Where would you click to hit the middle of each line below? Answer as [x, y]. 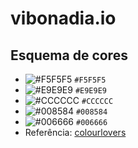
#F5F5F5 [90, 80]
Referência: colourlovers [75, 132]
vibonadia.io [63, 18]
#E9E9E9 [91, 91]
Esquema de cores [69, 55]
